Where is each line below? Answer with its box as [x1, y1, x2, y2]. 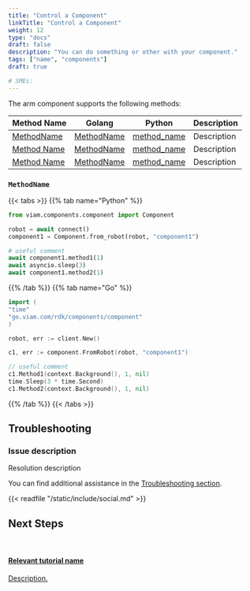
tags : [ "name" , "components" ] [8, 56, 108, 64]
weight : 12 [8, 26, 44, 34]
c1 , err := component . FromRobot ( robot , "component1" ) [8, 348, 189, 357]
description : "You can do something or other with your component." [8, 48, 238, 56]
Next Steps [8, 517, 64, 530]
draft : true [8, 63, 47, 71]
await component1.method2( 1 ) [8, 269, 104, 277]
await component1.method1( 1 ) [8, 254, 104, 262]
